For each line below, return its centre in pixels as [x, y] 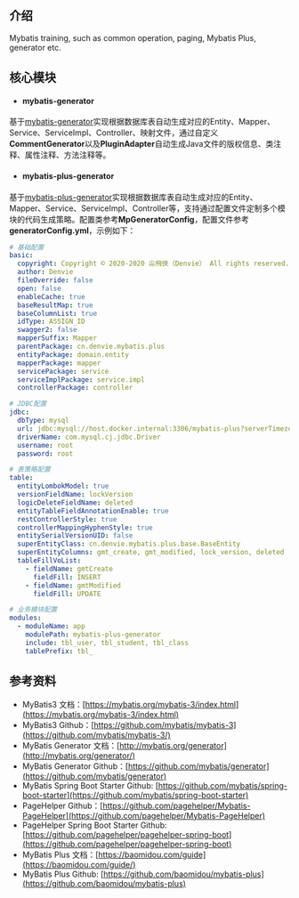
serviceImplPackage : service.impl [81, 380]
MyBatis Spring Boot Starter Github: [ [90, 785]
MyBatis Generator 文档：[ [71, 745]
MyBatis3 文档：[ [54, 704]
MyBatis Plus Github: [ [63, 874]
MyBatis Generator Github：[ [75, 766]
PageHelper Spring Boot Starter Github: [94, 825]
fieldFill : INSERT [67, 577]
